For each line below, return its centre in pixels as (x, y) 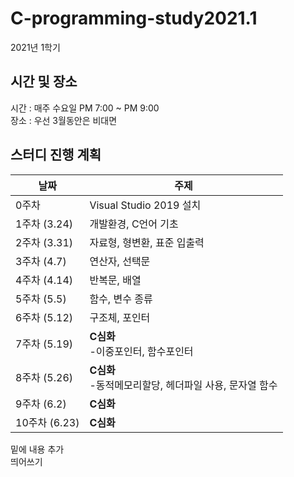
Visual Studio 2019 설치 (145, 205)
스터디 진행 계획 (56, 155)
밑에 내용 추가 (37, 449)
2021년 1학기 (35, 47)
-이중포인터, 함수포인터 (141, 351)
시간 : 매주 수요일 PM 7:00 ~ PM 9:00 (85, 108)
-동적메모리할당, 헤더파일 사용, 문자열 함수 (183, 385)
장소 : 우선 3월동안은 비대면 (64, 120)
